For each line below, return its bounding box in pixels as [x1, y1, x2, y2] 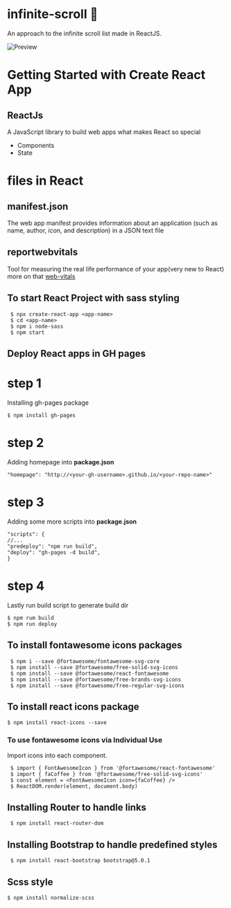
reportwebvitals [7, 246, 78, 258]
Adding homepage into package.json [7, 457, 114, 466]
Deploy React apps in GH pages [7, 347, 146, 360]
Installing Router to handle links [7, 802, 147, 814]
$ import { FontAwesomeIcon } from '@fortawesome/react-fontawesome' [10, 764, 216, 771]
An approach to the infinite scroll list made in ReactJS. [7, 29, 162, 37]
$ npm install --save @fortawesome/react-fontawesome [10, 670, 169, 677]
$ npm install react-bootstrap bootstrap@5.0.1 [10, 857, 151, 864]
